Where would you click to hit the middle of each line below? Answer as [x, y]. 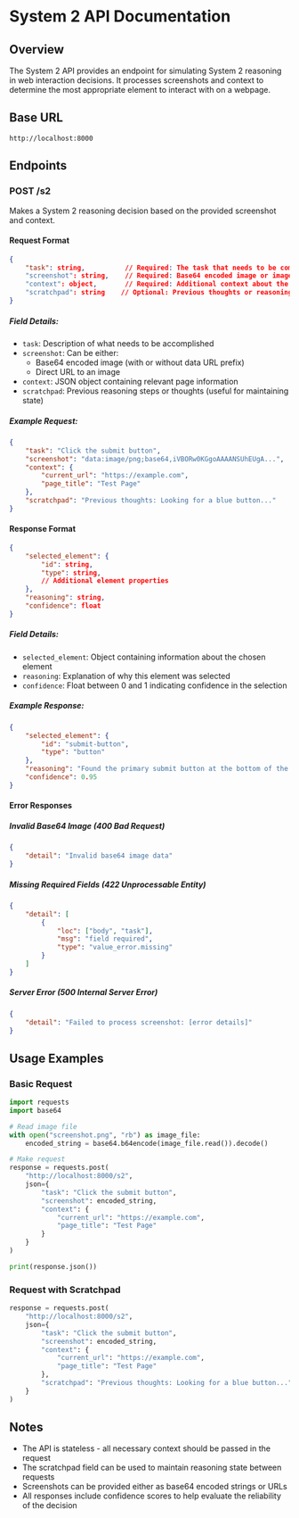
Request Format [39, 241]
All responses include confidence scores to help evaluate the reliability [152, 1496]
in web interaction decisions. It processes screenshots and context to [137, 80]
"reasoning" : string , [65, 598]
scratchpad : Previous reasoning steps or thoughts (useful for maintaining [155, 391]
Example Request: [44, 420]
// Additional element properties [105, 581]
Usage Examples [57, 1058]
